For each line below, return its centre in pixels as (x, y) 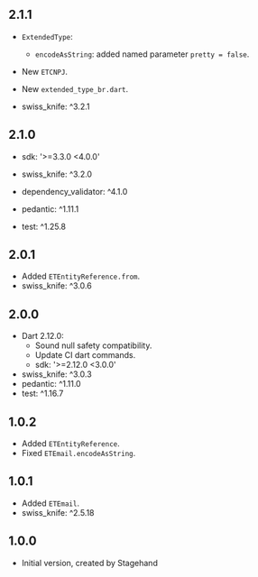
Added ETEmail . (51, 503)
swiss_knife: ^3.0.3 (56, 374)
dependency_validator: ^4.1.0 (74, 191)
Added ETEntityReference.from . (81, 276)
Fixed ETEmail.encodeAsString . (78, 453)
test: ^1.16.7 (42, 394)
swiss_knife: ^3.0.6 (56, 286)
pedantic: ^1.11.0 (51, 384)
